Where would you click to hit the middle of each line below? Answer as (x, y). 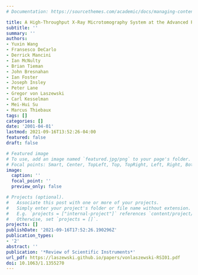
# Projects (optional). (35, 197)
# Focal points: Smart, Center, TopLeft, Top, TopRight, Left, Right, (95, 165)
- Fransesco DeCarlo (32, 50)
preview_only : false (37, 186)
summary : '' (21, 33)
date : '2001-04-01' (30, 127)
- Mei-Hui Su (22, 104)
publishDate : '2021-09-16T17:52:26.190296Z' (62, 230)
